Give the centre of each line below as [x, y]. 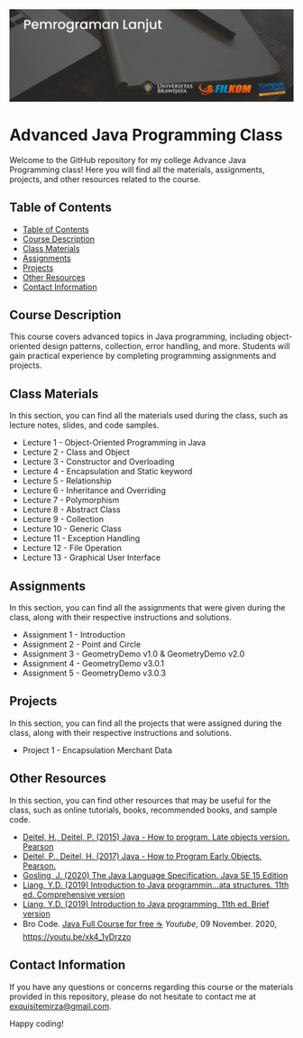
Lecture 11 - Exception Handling [81, 538]
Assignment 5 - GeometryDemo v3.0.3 [94, 673]
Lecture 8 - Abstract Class [71, 510]
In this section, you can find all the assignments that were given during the [147, 608]
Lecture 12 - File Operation [72, 548]
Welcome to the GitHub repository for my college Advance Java [128, 160]
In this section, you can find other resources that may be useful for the [140, 800]
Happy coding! [37, 1024]
